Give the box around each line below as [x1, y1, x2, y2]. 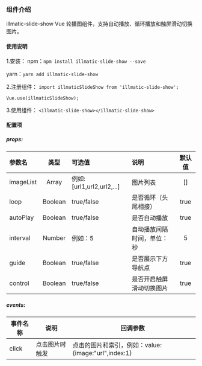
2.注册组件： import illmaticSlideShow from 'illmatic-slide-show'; [6, 83, 179, 90]
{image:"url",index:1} [72, 349, 132, 358]
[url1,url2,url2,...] [72, 182, 120, 191]
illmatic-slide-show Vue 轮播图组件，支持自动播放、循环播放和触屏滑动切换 [6, 20, 193, 28]
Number [43, 234, 66, 242]
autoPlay [9, 213, 34, 222]
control [9, 279, 29, 287]
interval [9, 234, 31, 242]
